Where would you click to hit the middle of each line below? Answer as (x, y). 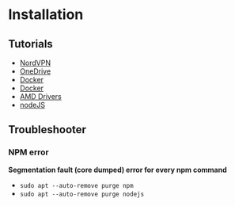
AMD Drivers (40, 96)
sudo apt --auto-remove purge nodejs (82, 194)
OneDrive (35, 71)
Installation (46, 15)
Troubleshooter (47, 130)
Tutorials (30, 44)
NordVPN (35, 63)
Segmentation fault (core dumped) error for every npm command (117, 170)
